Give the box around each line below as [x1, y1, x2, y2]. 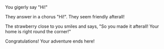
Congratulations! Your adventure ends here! [5, 38, 95, 44]
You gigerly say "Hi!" [5, 4, 48, 10]
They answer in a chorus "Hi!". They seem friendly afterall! [5, 14, 125, 19]
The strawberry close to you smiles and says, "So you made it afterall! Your [5, 23, 159, 29]
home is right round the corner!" [5, 29, 71, 34]
